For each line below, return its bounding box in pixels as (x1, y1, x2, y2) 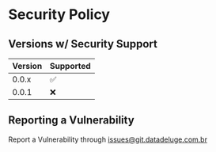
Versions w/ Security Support (8, 37, 158, 51)
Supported (50, 61, 91, 71)
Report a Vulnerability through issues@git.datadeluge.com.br (8, 135, 208, 144)
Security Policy (8, 6, 111, 24)
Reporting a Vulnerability (8, 113, 135, 127)
